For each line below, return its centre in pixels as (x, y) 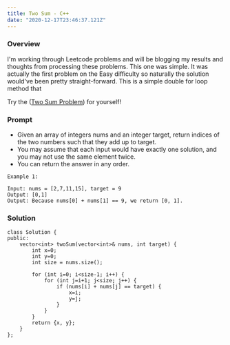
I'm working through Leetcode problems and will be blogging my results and (115, 59)
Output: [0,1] (28, 195)
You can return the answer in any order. (73, 164)
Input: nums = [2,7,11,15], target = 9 (64, 189)
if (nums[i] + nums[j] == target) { (109, 287)
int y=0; (44, 257)
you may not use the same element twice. (76, 157)
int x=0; (44, 250)
